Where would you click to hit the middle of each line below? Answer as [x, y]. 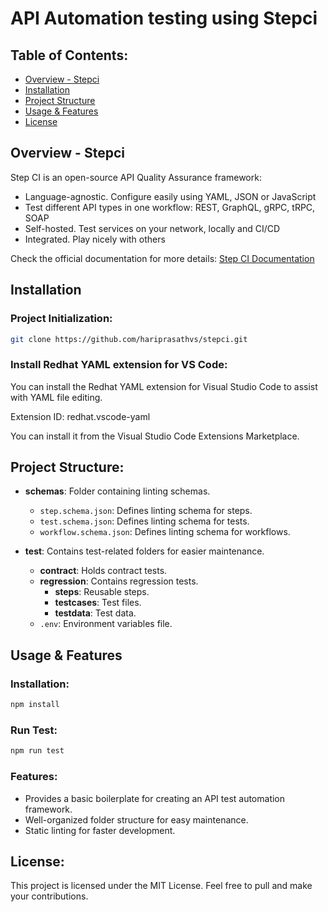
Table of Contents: [69, 55]
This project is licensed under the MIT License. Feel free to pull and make [161, 886]
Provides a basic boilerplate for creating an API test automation [155, 798]
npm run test [37, 751]
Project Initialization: [61, 319]
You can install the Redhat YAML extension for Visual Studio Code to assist [164, 386]
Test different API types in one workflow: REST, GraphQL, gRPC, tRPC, [170, 207]
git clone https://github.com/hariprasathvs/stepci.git [129, 339]
